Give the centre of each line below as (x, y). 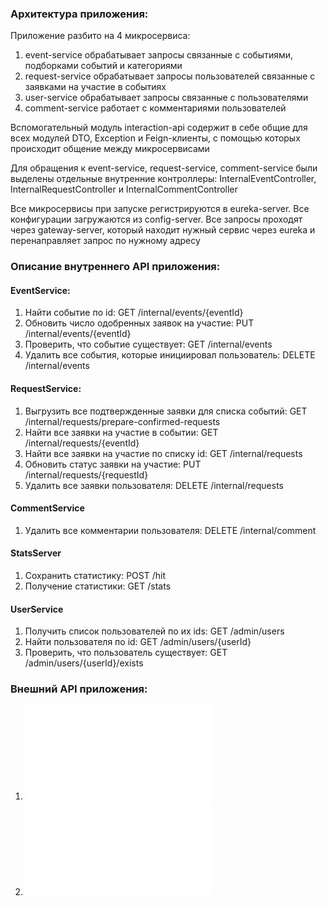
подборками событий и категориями (103, 66)
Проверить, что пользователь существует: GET (126, 653)
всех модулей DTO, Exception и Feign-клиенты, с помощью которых (155, 138)
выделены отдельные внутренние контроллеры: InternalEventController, (163, 179)
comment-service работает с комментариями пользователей (155, 108)
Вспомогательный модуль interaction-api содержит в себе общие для (159, 128)
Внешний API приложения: (79, 689)
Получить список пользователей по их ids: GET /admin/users (154, 631)
